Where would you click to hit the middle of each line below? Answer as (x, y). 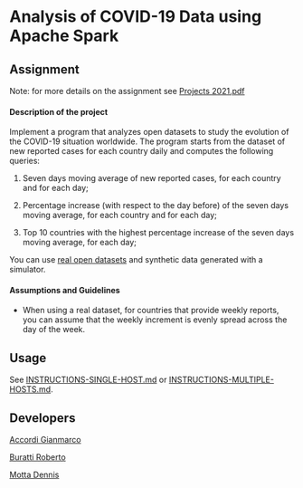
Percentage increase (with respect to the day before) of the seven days (156, 206)
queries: (25, 161)
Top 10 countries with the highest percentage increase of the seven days (158, 233)
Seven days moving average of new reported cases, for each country (152, 178)
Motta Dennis (34, 475)
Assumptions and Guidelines (65, 290)
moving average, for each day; (80, 243)
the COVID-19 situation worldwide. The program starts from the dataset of (147, 141)
